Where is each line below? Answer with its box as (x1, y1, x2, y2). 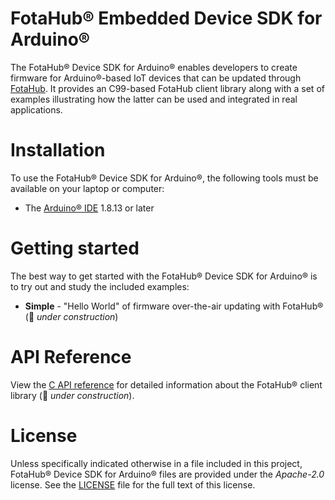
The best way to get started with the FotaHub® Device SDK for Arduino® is (10, 270, 318, 282)
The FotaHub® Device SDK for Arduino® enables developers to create (10, 61, 298, 73)
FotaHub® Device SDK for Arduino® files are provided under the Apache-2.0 (10, 468, 325, 480)
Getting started (10, 237, 140, 260)
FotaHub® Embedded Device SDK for (10, 7, 323, 30)
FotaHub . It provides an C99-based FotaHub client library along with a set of (10, 82, 325, 94)
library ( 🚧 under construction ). (10, 389, 135, 401)
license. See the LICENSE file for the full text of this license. (10, 478, 256, 491)
